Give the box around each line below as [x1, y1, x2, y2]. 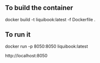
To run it [5, 31, 31, 39]
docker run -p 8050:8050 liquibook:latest [5, 43, 88, 49]
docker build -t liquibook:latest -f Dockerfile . [5, 16, 96, 22]
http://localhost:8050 [5, 52, 48, 58]
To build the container [5, 4, 73, 12]
